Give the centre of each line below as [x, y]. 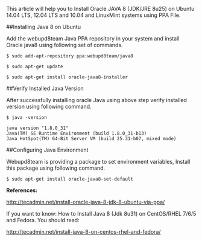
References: [22, 190]
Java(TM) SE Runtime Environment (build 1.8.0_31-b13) [77, 133]
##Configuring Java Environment [47, 150]
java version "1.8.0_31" [37, 128]
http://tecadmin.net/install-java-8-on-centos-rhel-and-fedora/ [84, 232]
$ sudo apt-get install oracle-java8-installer [67, 77]
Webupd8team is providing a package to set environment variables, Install [98, 162]
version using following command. [49, 106]
